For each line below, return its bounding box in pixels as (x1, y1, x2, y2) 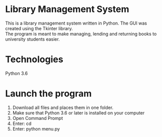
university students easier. (5, 36, 60, 42)
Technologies (5, 54, 64, 65)
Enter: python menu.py (12, 125, 60, 131)
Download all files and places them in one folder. (12, 104, 114, 110)
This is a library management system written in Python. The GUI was (5, 20, 147, 26)
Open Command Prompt (12, 115, 63, 121)
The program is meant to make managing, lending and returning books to (5, 31, 157, 37)
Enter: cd (12, 120, 32, 126)
